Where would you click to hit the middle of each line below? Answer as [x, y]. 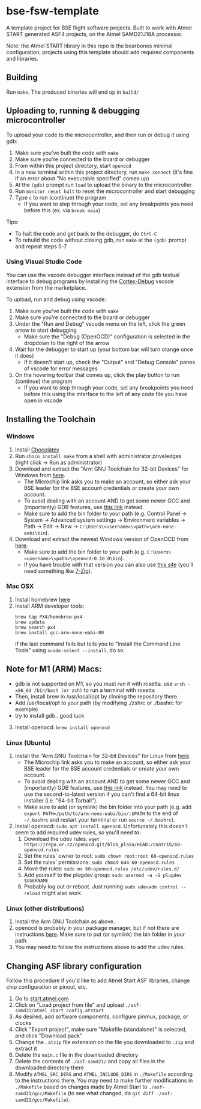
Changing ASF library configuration [74, 966]
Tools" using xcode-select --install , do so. [70, 650]
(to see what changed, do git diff [111, 1093]
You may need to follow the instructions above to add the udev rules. [100, 947]
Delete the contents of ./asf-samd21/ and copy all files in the [90, 1062]
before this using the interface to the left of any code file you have [106, 394]
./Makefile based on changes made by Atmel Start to [81, 1087]
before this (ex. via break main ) [62, 210]
